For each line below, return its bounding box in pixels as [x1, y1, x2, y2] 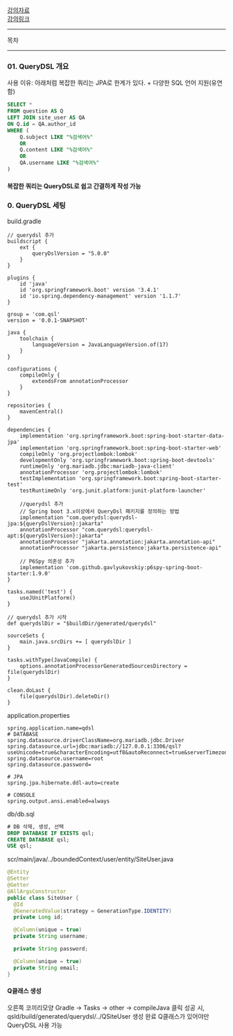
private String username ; [13, 933, 89, 940]
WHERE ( [7, 127, 30, 134]
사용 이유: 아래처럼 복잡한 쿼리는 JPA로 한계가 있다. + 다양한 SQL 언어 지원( [7, 79, 212, 87]
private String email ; [13, 964, 79, 971]
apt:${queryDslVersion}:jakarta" [7, 532, 104, 539]
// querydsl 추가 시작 [7, 614, 67, 620]
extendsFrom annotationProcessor [32, 377, 129, 384]
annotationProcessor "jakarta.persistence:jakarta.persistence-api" [19, 544, 222, 551]
